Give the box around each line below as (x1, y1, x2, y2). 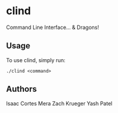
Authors (6, 84, 37, 94)
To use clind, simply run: (6, 56, 66, 63)
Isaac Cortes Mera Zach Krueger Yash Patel (6, 99, 113, 107)
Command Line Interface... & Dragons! (6, 24, 99, 31)
